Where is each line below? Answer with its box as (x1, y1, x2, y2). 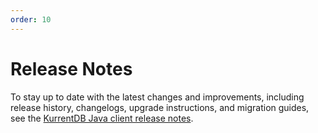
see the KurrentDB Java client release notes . (10, 112, 194, 124)
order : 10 (10, 14, 52, 25)
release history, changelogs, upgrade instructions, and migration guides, (10, 101, 310, 113)
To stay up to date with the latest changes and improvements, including (10, 91, 305, 103)
